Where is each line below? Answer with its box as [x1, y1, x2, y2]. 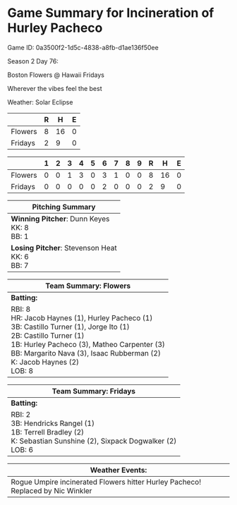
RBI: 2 [11, 409, 31, 419]
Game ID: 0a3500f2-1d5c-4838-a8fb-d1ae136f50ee [7, 43, 159, 51]
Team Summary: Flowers [45, 281, 131, 291]
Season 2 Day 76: [7, 56, 59, 65]
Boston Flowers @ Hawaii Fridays [7, 71, 104, 79]
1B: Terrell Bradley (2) [11, 427, 85, 437]
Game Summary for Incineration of [7, 5, 214, 21]
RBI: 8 [11, 304, 31, 314]
